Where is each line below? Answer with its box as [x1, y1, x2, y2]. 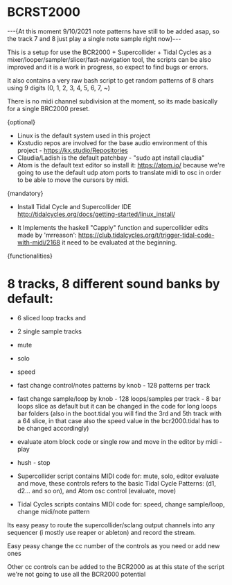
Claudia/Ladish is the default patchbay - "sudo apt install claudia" [17, 154, 205, 162]
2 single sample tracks [17, 327, 82, 336]
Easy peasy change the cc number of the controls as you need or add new [7, 541, 220, 550]
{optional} [7, 117, 36, 126]
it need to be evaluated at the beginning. [62, 238, 177, 247]
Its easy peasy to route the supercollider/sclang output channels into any [7, 520, 215, 529]
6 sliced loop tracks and [17, 313, 87, 322]
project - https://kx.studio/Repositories [17, 146, 128, 154]
